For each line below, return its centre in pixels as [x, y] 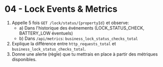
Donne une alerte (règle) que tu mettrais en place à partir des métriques [85, 54]
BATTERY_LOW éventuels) [46, 33]
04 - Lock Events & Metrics [61, 9]
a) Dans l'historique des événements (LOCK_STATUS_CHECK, [82, 28]
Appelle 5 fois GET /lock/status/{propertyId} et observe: [70, 23]
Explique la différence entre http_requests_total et [64, 43]
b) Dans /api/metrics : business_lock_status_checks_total [79, 38]
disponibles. [24, 59]
